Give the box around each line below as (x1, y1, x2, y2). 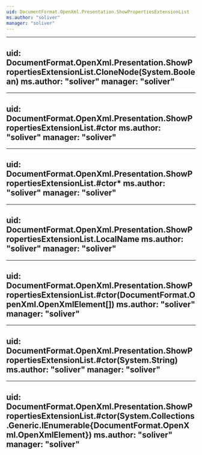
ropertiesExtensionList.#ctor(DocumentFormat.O (6, 290, 195, 301)
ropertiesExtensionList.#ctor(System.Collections (6, 411, 195, 421)
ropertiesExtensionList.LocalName (6, 234, 140, 244)
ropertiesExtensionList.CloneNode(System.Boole (6, 67, 195, 77)
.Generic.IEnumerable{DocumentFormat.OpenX (6, 420, 190, 430)
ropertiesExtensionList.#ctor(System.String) (6, 355, 179, 365)
